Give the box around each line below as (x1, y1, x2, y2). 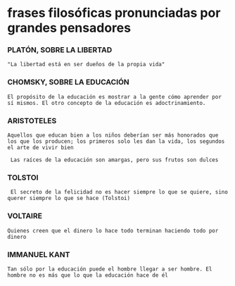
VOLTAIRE (7, 211, 42, 221)
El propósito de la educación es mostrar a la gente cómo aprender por (7, 93, 222, 100)
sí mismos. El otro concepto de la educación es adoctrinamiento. (7, 99, 206, 106)
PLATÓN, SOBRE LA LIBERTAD (7, 45, 113, 55)
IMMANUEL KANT (7, 249, 70, 259)
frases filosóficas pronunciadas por (7, 5, 221, 21)
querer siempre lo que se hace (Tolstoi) (7, 195, 131, 202)
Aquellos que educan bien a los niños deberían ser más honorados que (7, 132, 219, 139)
